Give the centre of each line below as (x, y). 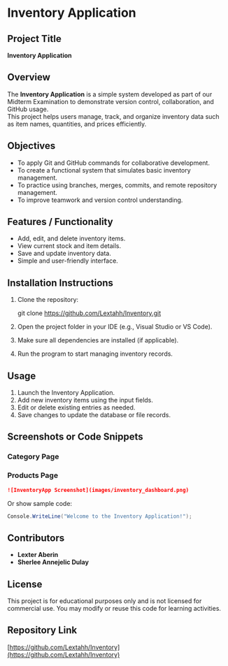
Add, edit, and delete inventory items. (71, 238)
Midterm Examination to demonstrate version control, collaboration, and (111, 101)
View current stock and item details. (69, 246)
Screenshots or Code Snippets (75, 437)
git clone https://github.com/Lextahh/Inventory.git (89, 313)
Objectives (31, 146)
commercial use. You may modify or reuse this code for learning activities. (114, 609)
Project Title (34, 39)
